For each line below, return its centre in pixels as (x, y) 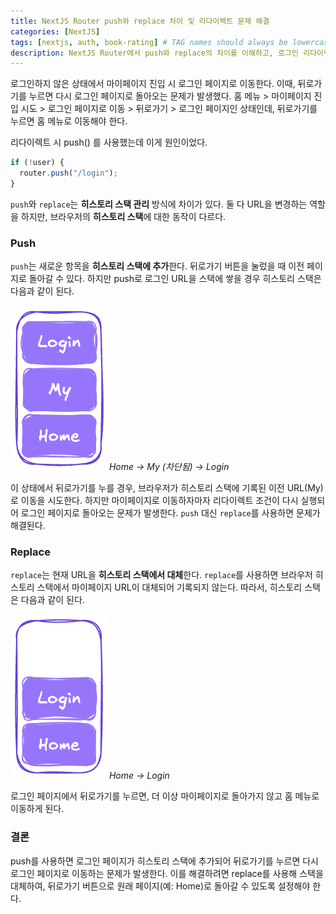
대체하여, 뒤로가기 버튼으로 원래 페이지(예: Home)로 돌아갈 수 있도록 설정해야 (160, 886)
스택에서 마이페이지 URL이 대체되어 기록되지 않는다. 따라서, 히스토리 (169, 587)
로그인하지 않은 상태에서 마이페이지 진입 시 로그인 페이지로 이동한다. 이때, (153, 84)
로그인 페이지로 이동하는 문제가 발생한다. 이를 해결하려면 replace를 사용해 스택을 (167, 873)
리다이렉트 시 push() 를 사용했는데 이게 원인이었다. (109, 142)
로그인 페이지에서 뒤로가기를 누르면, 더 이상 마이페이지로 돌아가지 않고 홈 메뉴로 (165, 796)
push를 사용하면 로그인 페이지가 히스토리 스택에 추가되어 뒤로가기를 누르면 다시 (164, 861)
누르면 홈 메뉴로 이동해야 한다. (69, 121)
